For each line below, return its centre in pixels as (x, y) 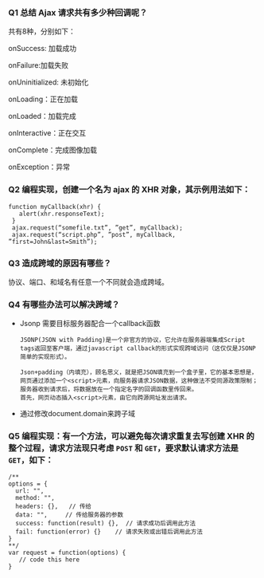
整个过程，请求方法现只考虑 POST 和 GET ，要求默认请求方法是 (123, 448)
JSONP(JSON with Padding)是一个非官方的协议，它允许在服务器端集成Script (132, 340)
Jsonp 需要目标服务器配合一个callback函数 (90, 324)
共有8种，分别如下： (42, 31)
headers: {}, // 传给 (53, 507)
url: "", (30, 491)
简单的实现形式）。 (45, 357)
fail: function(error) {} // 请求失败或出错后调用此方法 (109, 532)
